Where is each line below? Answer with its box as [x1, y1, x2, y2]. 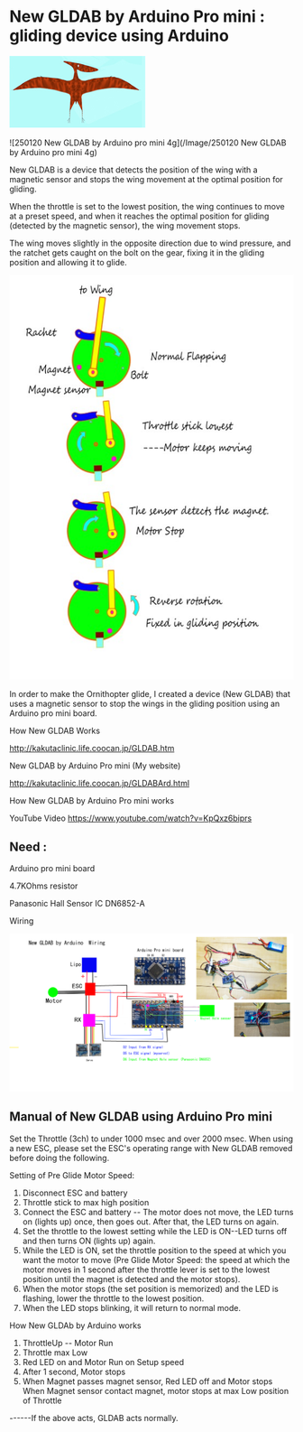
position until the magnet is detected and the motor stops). [22, 1273, 241, 1284]
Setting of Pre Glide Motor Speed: [9, 1169, 135, 1180]
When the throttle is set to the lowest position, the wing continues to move [9, 200, 286, 211]
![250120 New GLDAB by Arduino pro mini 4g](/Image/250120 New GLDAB [9, 137, 287, 148]
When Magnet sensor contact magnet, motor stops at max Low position [22, 1385, 289, 1396]
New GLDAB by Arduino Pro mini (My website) [9, 760, 181, 771]
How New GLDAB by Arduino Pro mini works [9, 795, 174, 806]
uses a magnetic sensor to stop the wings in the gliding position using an [9, 698, 280, 710]
